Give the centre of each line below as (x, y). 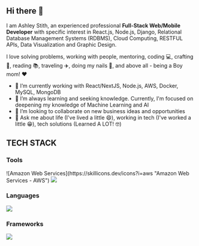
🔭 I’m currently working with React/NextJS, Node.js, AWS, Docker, (97, 86)
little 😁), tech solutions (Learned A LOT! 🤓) (68, 124)
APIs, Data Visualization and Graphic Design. (61, 44)
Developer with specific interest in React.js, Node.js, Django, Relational (94, 32)
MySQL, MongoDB (38, 92)
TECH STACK (31, 143)
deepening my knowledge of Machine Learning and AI (82, 105)
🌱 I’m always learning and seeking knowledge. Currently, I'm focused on (104, 98)
